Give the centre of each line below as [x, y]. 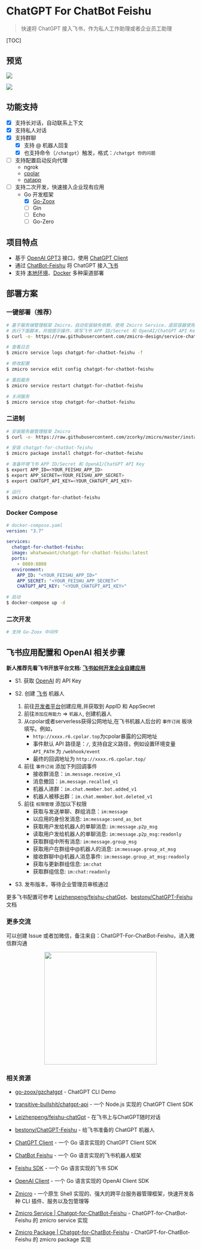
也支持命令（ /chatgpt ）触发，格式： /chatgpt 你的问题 [89, 153]
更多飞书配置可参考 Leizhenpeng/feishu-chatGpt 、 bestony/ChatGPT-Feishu [100, 897]
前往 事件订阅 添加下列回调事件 [60, 767]
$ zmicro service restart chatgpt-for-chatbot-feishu [75, 386]
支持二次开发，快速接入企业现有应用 [60, 187]
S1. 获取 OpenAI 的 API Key [48, 681]
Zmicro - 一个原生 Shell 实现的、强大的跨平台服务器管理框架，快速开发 [102, 1193]
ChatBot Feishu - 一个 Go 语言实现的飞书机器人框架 [78, 1155]
